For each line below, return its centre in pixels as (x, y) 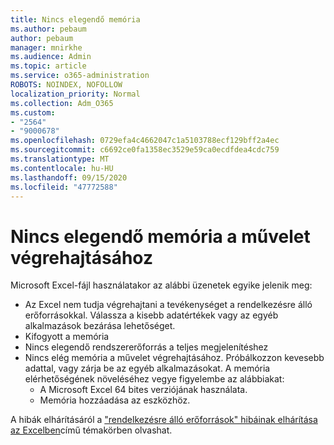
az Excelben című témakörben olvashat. (91, 430)
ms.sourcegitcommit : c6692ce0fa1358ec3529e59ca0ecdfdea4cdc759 (145, 150)
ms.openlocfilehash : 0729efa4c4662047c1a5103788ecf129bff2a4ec (145, 141)
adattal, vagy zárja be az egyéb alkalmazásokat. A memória (147, 368)
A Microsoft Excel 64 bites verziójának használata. (143, 390)
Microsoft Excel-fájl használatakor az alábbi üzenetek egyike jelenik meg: (161, 285)
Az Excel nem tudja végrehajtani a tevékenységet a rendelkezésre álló (168, 305)
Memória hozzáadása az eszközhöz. (115, 400)
